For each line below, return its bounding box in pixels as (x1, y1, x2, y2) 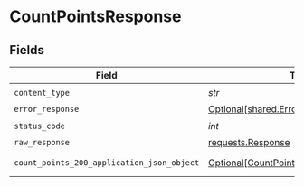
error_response (14, 104, 80, 114)
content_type (14, 88, 71, 98)
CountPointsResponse (9, 6, 182, 27)
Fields (9, 42, 45, 58)
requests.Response (207, 136, 290, 148)
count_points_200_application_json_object (14, 158, 200, 168)
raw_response (14, 137, 71, 147)
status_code (14, 120, 66, 131)
